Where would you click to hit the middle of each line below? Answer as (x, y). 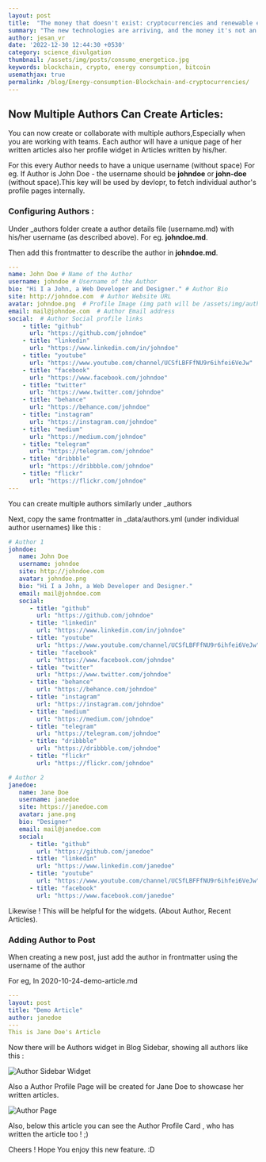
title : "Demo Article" (46, 1010)
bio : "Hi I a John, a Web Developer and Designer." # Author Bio (118, 289)
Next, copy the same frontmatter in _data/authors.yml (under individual (124, 519)
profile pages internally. (47, 190)
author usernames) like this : (55, 527)
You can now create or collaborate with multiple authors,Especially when (127, 133)
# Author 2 (26, 777)
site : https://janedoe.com (63, 807)
